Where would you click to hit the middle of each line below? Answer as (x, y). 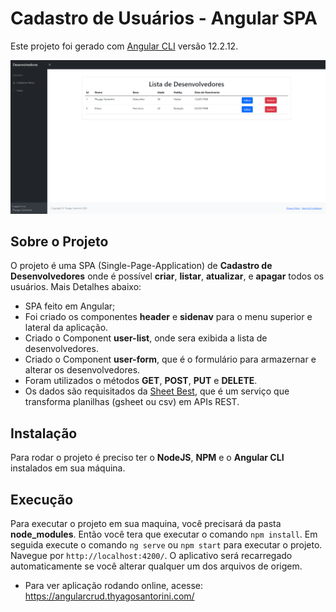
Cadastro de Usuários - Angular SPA (164, 18)
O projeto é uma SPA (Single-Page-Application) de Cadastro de (141, 266)
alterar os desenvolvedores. (82, 370)
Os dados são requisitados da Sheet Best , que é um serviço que (157, 391)
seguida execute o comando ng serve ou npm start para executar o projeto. (166, 544)
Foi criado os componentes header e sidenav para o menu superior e (168, 317)
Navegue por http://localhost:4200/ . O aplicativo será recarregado (151, 555)
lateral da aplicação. (66, 328)
